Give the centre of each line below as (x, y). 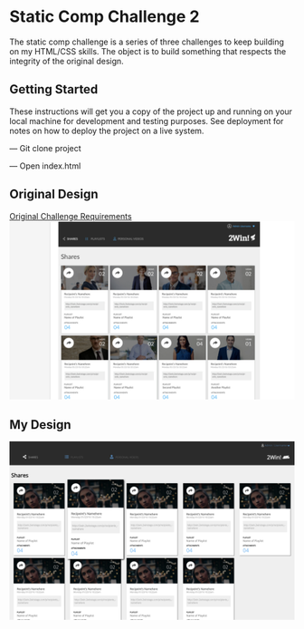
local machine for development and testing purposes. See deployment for (147, 121)
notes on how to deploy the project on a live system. (107, 131)
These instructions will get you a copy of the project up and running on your (151, 111)
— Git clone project (45, 148)
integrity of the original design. (66, 61)
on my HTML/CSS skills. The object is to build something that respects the (148, 51)
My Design (40, 425)
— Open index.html (45, 166)
